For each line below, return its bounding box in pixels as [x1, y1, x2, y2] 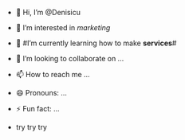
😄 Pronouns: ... [15, 88, 68, 97]
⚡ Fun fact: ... [15, 104, 60, 113]
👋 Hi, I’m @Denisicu [15, 8, 81, 17]
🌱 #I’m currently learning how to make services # [15, 38, 177, 48]
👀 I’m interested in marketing [15, 23, 111, 32]
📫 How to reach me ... [15, 70, 90, 79]
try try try [15, 122, 48, 131]
